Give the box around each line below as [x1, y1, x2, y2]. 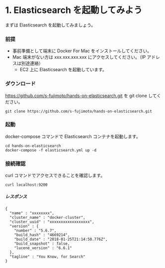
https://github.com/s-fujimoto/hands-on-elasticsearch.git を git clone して [5, 93, 157, 99]
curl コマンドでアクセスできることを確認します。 [5, 172, 105, 178]
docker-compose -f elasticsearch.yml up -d [5, 147, 97, 152]
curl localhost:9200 [5, 182, 48, 187]
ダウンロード [5, 80, 36, 87]
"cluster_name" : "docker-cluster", [9, 215, 85, 220]
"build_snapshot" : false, [14, 241, 70, 247]
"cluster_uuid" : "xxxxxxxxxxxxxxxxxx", [9, 220, 94, 225]
